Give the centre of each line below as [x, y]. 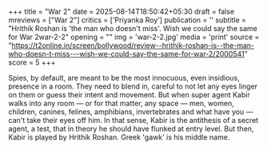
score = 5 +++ [32, 62]
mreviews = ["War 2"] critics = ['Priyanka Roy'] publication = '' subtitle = [127, 20]
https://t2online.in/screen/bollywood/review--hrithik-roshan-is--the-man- [133, 45]
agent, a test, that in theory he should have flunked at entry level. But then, [131, 128]
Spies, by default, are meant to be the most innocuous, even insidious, [124, 78]
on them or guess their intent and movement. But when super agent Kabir [129, 95]
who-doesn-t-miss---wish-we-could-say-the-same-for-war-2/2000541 [127, 54]
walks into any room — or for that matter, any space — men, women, [121, 103]
